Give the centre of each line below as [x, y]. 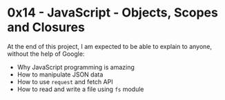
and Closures [46, 27]
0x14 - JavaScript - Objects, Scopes [113, 13]
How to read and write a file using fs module [80, 89]
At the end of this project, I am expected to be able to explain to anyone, [110, 46]
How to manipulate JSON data [60, 74]
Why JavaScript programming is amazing [76, 67]
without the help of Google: [46, 54]
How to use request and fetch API [65, 81]
